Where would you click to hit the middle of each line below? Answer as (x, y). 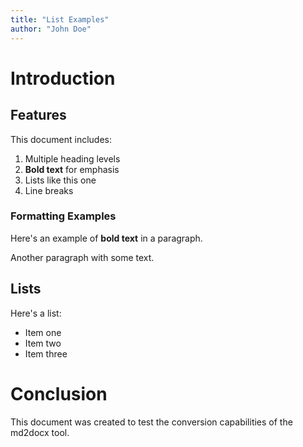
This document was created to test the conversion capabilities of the (151, 422)
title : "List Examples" (60, 19)
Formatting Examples (63, 216)
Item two (43, 343)
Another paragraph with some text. (82, 257)
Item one (43, 332)
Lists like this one (60, 180)
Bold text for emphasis (72, 169)
